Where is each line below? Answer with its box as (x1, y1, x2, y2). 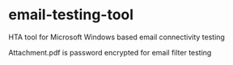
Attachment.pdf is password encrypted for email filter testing (8, 47, 212, 57)
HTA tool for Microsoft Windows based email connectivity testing (8, 32, 225, 42)
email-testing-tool (8, 6, 134, 24)
